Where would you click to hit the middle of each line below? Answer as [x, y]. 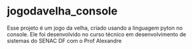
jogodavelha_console [62, 11]
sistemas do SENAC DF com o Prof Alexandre [64, 41]
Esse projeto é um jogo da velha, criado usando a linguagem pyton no [95, 28]
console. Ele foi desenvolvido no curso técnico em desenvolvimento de [97, 34]
